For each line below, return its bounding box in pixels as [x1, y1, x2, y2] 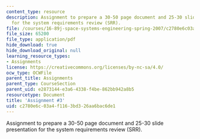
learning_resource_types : [6, 53, 70, 59]
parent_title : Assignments [6, 75, 73, 81]
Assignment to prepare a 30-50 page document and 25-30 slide [6, 119, 164, 126]
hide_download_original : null [6, 48, 82, 54]
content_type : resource [6, 8, 65, 15]
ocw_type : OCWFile [6, 70, 52, 76]
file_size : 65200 [6, 31, 49, 37]
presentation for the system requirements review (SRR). [6, 126, 143, 133]
